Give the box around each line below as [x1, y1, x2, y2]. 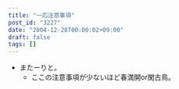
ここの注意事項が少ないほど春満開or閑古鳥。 [30, 73, 176, 82]
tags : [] [8, 41, 37, 48]
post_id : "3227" [8, 19, 61, 27]
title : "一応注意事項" [8, 11, 75, 20]
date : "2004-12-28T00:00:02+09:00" [8, 26, 124, 34]
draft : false [8, 33, 51, 41]
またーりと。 [19, 63, 61, 73]
